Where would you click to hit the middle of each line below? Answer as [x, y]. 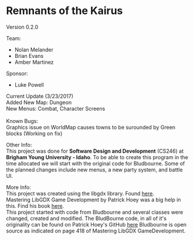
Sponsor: [17, 73]
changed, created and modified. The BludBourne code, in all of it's [86, 218]
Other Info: [19, 145]
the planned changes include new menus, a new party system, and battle [94, 169]
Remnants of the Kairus [64, 11]
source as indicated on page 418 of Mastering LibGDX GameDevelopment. [96, 231]
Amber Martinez [34, 62]
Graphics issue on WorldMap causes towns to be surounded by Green [91, 127]
